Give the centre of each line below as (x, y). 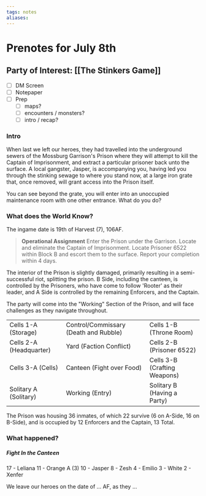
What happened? (32, 438)
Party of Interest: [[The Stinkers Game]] (84, 71)
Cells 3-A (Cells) (34, 368)
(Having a (163, 393)
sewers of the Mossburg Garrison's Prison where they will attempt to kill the (102, 156)
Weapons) (164, 375)
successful (20, 279)
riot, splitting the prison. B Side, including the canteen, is (106, 279)
